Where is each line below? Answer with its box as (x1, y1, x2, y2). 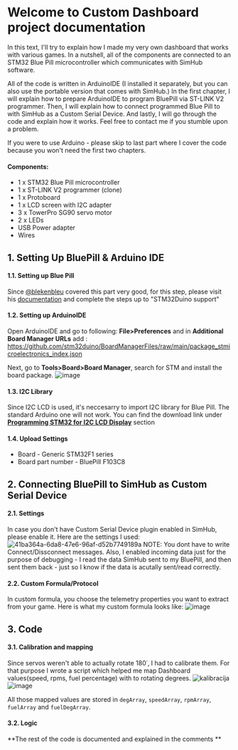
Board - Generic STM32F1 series (17, 450, 114, 459)
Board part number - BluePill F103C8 (17, 458, 126, 466)
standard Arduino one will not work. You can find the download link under (7, 410, 222, 419)
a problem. (7, 124, 39, 133)
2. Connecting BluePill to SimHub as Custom (7, 478, 207, 491)
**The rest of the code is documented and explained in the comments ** (7, 734, 222, 743)
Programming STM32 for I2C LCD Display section (7, 418, 155, 427)
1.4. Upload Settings (7, 434, 68, 443)
